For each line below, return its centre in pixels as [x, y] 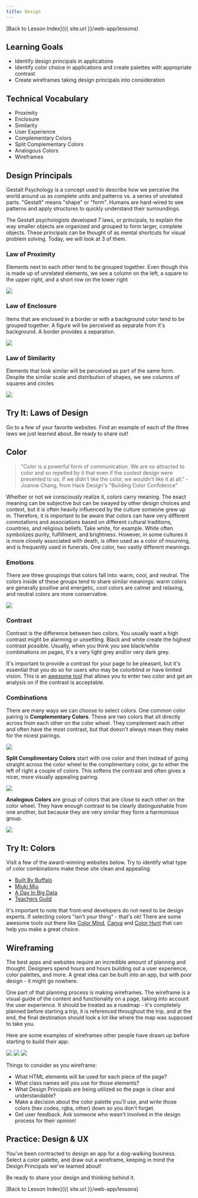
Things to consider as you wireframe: [52, 1066]
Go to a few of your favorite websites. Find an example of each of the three [98, 427]
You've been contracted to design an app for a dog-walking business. [91, 1153]
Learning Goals [35, 47]
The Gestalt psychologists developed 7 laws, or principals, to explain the [95, 220]
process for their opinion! [46, 1121]
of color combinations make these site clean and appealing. [79, 869]
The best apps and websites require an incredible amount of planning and [96, 962]
